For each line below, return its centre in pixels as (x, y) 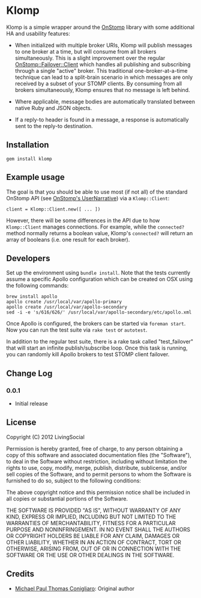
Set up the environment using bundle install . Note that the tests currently (98, 273)
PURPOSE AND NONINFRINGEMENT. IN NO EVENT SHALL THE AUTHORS (98, 529)
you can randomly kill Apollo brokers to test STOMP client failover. (88, 354)
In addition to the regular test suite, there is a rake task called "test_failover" (100, 342)
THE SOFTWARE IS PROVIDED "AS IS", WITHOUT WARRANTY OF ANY (94, 510)
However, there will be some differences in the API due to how (83, 220)
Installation (28, 145)
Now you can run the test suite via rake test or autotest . (77, 330)
